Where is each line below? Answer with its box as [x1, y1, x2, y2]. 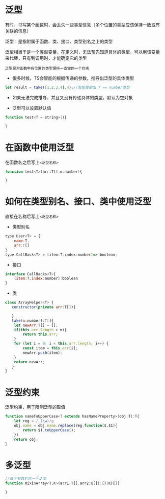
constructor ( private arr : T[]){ [11, 305, 76, 310]
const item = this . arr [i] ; [23, 346, 78, 351]
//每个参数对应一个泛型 [5, 476, 47, 481]
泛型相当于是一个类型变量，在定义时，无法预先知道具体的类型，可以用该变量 [5, 49, 160, 55]
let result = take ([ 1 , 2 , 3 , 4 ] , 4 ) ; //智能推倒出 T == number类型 [5, 85, 130, 90]
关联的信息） [5, 28, 31, 34]
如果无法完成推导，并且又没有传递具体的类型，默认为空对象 [12, 94, 133, 100]
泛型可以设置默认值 [12, 105, 52, 111]
